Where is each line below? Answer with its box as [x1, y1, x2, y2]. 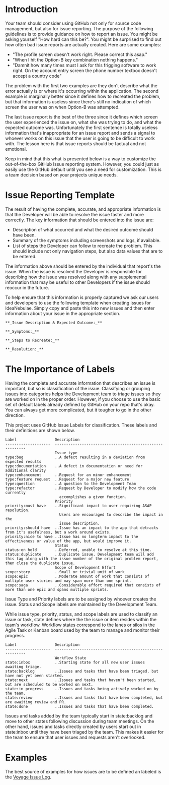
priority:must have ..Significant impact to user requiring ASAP [5, 503, 152, 508]
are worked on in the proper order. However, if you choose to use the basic [5, 396, 161, 402]
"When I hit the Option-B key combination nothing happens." [12, 56, 138, 63]
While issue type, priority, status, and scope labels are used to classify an [5, 611, 158, 617]
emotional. [5, 146, 27, 152]
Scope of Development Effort [54, 565, 116, 570]
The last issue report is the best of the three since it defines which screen [5, 113, 158, 119]
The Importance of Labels [5, 364, 115, 375]
